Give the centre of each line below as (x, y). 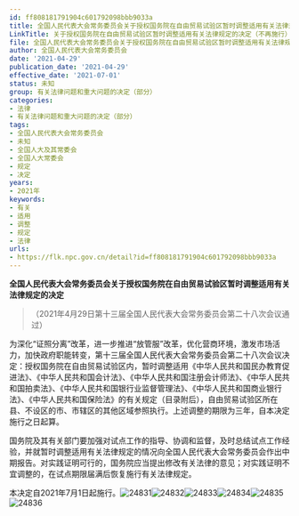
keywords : (28, 200)
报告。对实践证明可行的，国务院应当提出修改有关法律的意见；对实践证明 (149, 463)
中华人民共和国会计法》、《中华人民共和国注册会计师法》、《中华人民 (161, 377)
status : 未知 (32, 84)
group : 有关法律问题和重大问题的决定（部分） (83, 92)
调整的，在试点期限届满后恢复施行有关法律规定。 (106, 474)
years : (21, 183)
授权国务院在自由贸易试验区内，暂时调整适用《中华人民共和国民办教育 (153, 366)
